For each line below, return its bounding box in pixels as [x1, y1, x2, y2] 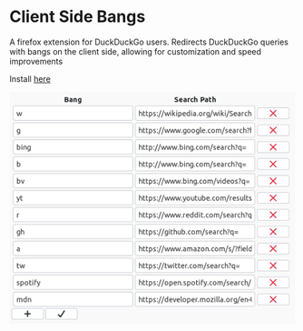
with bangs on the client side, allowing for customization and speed [9, 45, 261, 56]
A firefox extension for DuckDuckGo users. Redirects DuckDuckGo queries [9, 36, 288, 47]
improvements [9, 55, 64, 66]
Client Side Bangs [9, 6, 146, 27]
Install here [9, 73, 52, 84]
